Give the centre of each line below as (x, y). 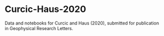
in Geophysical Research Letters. (39, 28)
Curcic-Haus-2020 (46, 9)
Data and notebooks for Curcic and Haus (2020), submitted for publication (82, 23)
